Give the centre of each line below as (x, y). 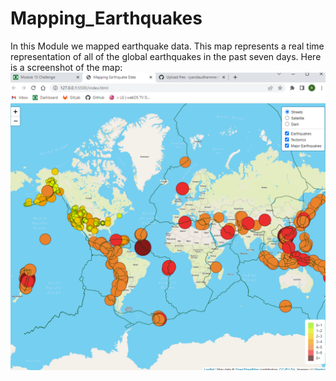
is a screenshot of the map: (66, 67)
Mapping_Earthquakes (106, 18)
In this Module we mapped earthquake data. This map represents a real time (167, 46)
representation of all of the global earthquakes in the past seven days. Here (166, 56)
